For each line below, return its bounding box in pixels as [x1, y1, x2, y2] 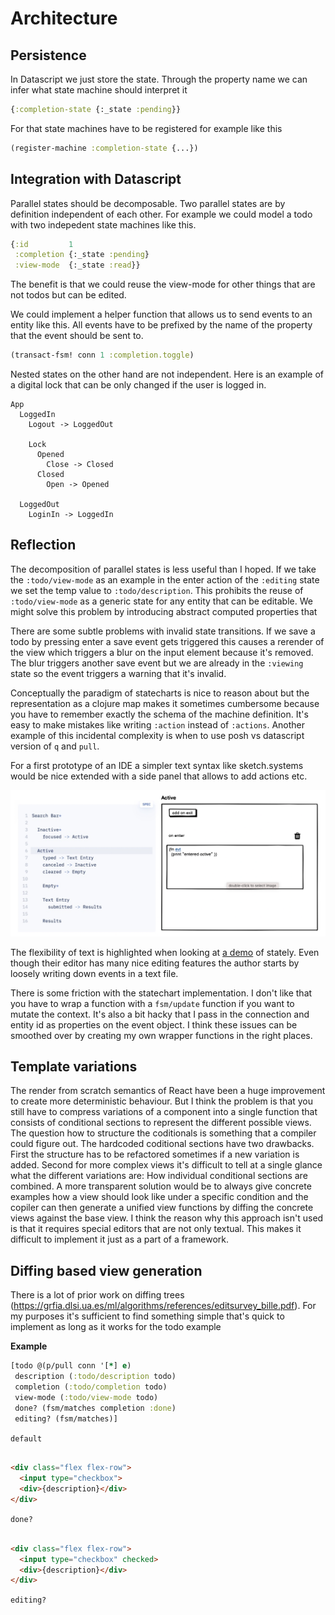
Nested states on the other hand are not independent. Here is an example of [10, 368, 325, 381]
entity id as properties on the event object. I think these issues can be [10, 1018, 298, 1031]
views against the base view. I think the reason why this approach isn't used [10, 1212, 324, 1224]
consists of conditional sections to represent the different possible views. [10, 1117, 312, 1129]
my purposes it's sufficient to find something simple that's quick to [10, 1310, 285, 1322]
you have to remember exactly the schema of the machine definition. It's [10, 708, 309, 720]
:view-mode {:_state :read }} [14, 260, 141, 271]
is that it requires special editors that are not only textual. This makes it [10, 1223, 302, 1235]
